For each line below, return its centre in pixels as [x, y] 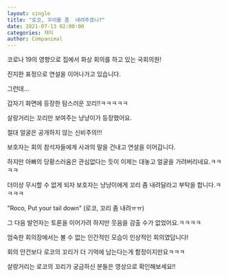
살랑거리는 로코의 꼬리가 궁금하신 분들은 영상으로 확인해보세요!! [92, 267]
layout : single [29, 13]
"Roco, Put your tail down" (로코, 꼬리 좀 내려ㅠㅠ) [76, 208]
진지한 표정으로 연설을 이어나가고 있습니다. [64, 74]
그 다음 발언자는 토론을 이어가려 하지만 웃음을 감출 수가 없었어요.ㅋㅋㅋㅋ [104, 223]
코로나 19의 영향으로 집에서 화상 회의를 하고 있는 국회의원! [84, 60]
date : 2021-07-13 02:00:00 [46, 26]
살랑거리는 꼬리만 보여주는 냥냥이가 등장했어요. [70, 118]
